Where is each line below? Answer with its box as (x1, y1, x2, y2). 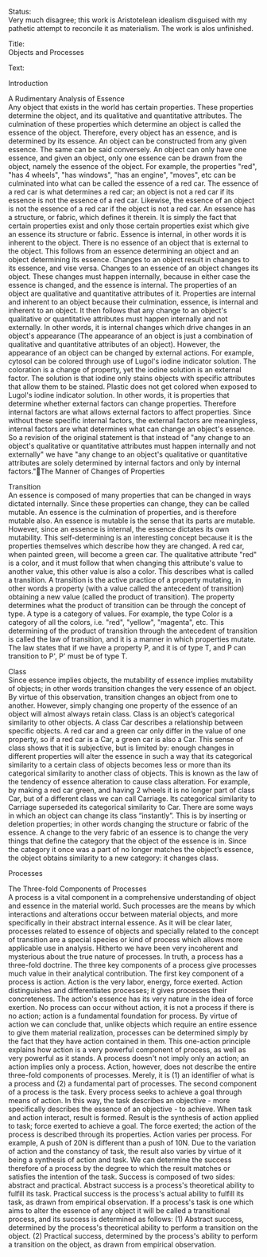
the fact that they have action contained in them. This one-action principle (8, 1036, 251, 1046)
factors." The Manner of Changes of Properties (8, 466, 165, 476)
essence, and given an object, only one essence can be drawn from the (8, 153, 243, 163)
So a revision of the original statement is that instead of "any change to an (8, 433, 251, 442)
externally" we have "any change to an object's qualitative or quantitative (8, 450, 248, 459)
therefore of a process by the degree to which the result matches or (8, 1164, 230, 1173)
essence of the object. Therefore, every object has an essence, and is (8, 128, 238, 137)
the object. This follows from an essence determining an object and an (8, 246, 240, 256)
